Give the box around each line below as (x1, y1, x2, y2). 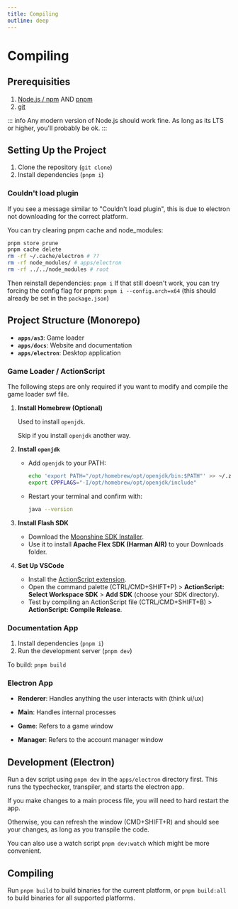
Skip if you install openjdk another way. (17, 431, 131, 440)
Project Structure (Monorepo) (7, 314, 141, 327)
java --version (28, 505, 73, 512)
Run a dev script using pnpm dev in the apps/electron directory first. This (7, 775, 218, 784)
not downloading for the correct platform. (7, 212, 129, 220)
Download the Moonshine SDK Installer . (28, 532, 144, 541)
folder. (28, 547, 47, 556)
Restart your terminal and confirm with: (28, 492, 143, 500)
